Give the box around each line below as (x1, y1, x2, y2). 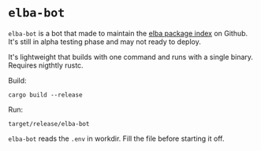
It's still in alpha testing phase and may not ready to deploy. (8, 37, 201, 46)
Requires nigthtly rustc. (8, 61, 84, 70)
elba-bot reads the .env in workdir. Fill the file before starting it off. (8, 134, 225, 143)
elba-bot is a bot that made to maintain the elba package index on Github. (8, 28, 248, 38)
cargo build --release (8, 90, 83, 99)
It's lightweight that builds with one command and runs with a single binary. (8, 52, 254, 61)
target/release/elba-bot (8, 120, 90, 127)
